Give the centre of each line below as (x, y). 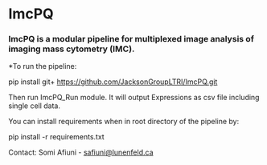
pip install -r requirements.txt (56, 137)
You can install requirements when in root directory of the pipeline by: (124, 122)
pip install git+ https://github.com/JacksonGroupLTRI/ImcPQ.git (113, 82)
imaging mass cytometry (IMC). (72, 49)
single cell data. (34, 106)
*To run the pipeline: (43, 66)
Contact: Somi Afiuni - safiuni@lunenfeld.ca (81, 152)
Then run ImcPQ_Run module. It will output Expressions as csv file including (134, 98)
